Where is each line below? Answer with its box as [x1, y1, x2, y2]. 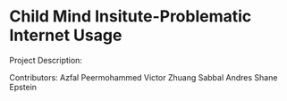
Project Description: [9, 55, 83, 65]
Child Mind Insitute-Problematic [9, 6, 252, 27]
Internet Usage [9, 25, 122, 46]
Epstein [9, 81, 38, 92]
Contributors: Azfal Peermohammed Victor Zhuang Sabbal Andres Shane [9, 72, 278, 82]
